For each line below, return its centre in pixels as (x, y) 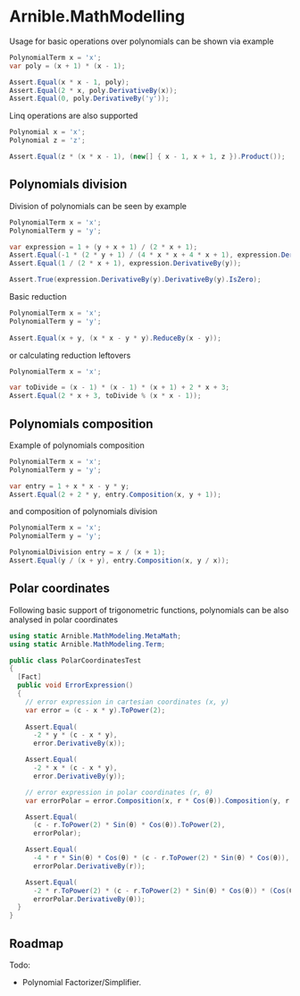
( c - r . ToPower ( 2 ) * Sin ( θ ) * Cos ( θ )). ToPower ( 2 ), (129, 825)
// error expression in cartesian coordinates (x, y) (127, 702)
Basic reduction (38, 296)
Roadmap (37, 944)
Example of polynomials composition (77, 445)
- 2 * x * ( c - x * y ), (75, 768)
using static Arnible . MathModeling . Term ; (87, 644)
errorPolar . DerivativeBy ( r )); (89, 866)
